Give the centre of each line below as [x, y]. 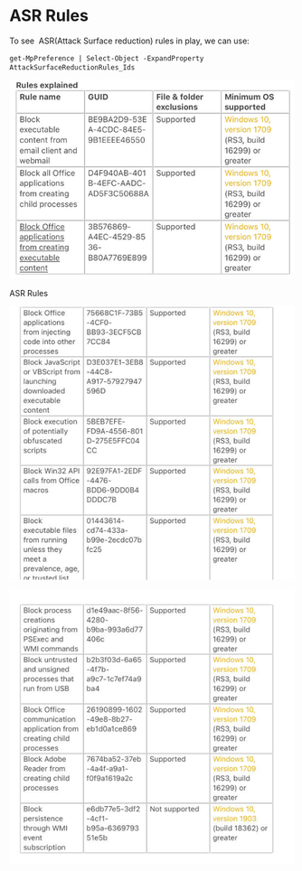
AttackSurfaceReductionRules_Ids [72, 67]
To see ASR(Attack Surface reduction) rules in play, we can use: [130, 41]
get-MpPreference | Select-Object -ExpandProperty [107, 58]
